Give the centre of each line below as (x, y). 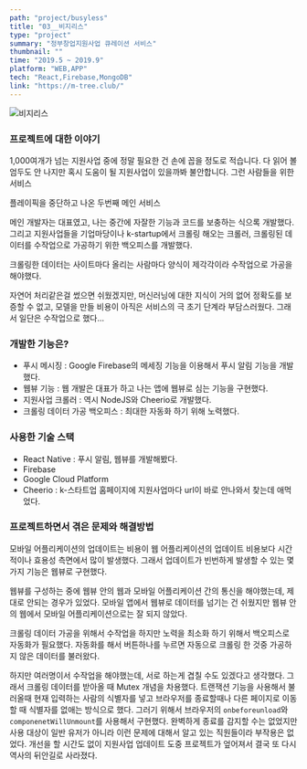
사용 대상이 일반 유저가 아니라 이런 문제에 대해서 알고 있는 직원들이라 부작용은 (147, 732)
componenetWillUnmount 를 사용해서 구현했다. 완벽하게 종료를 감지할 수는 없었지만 (153, 721)
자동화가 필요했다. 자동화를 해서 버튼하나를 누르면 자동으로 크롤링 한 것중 (138, 644)
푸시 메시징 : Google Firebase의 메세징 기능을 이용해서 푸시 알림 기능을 (149, 365)
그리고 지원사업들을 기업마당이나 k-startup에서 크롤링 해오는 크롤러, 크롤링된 (146, 233)
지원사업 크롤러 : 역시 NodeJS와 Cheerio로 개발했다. (117, 400)
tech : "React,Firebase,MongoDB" (71, 78)
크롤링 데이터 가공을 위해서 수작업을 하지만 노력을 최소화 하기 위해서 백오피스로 (150, 633)
